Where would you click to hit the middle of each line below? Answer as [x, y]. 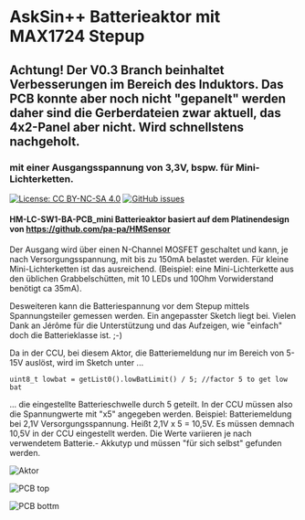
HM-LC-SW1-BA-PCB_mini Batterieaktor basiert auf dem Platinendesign [149, 219]
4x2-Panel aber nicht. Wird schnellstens [127, 127]
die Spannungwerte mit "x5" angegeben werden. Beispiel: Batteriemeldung [151, 414]
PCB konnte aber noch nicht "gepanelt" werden [147, 98]
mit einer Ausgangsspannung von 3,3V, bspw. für [122, 167]
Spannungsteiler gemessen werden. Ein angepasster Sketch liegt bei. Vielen [153, 316]
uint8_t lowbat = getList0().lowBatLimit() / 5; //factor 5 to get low [148, 380]
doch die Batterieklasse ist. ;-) [66, 335]
